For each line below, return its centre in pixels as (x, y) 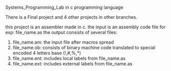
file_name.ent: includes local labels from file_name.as (69, 58)
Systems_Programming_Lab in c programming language (65, 7)
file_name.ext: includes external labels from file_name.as (72, 64)
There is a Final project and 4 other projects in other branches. (71, 17)
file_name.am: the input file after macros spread (63, 42)
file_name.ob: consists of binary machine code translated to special (84, 47)
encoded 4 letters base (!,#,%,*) (47, 53)
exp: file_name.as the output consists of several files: (61, 32)
